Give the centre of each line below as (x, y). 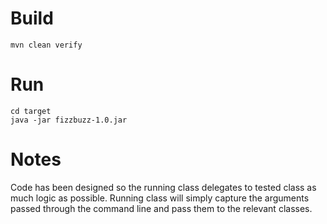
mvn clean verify (46, 45)
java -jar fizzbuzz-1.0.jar (69, 120)
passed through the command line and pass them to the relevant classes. (161, 208)
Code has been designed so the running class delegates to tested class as (163, 187)
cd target (31, 111)
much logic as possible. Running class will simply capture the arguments (160, 198)
